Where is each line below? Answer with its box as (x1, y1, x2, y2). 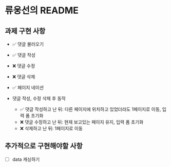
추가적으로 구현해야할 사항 (5, 141, 83, 151)
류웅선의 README (5, 5, 79, 16)
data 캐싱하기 (12, 156, 40, 162)
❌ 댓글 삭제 (12, 74, 35, 80)
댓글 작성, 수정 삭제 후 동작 (12, 96, 66, 101)
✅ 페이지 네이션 (12, 85, 44, 90)
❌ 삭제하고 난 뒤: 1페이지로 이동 (20, 126, 83, 131)
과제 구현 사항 (5, 27, 46, 35)
